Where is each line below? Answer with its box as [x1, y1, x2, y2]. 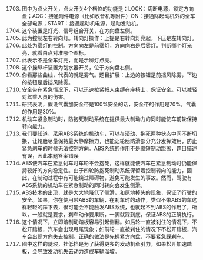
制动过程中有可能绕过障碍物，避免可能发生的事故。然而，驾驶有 [37, 174, 192, 181]
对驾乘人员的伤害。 [21, 94, 69, 100]
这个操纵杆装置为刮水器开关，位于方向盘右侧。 [21, 64, 135, 71]
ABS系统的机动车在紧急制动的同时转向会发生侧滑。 [21, 182, 146, 188]
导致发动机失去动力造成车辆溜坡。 [37, 248, 120, 255]
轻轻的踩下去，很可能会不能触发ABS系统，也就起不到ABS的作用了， [26, 204, 192, 211]
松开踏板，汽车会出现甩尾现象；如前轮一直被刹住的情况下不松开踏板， [21, 226, 192, 232]
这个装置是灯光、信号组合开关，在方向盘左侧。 [21, 27, 135, 34]
